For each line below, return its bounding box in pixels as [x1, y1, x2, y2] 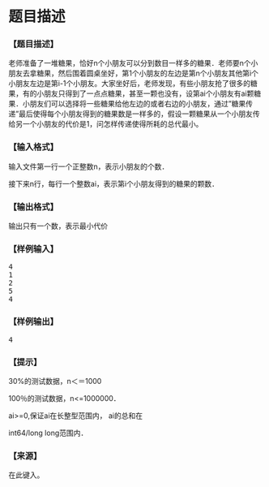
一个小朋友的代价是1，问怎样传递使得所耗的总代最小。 [22, 119, 203, 129]
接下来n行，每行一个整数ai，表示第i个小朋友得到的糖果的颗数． [8, 179, 219, 188]
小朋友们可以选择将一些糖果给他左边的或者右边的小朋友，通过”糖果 [22, 99, 246, 109]
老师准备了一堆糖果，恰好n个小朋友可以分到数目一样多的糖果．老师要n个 [8, 58, 251, 68]
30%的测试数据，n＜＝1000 [8, 376, 102, 386]
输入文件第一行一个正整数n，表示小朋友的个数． [8, 162, 169, 171]
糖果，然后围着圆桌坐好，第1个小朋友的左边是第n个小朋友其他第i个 [36, 68, 259, 78]
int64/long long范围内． [8, 428, 88, 437]
